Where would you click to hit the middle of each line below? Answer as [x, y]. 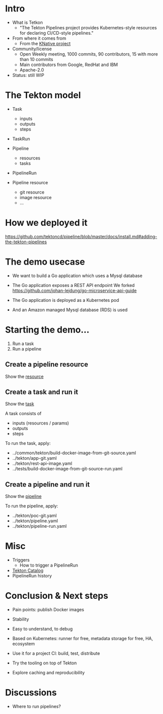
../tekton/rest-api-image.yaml [42, 464]
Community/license [32, 49]
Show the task [20, 404]
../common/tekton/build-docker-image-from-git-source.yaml [74, 453]
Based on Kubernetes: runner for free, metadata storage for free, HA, [82, 638]
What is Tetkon [27, 22]
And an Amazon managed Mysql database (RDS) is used [70, 310]
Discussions [31, 693]
